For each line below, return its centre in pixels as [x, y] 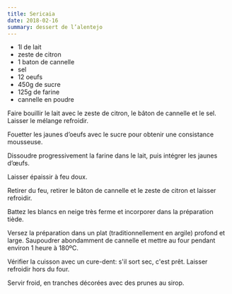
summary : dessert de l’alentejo [55, 27]
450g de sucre [39, 85]
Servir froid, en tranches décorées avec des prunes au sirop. [96, 283]
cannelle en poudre [46, 100]
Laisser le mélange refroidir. [48, 121]
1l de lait [29, 47]
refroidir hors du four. [39, 269]
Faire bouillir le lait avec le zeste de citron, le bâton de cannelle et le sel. [112, 113]
